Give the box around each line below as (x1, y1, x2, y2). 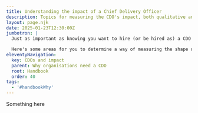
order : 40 (11, 74, 35, 80)
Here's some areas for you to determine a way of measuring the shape (11, 46, 189, 53)
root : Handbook (11, 68, 49, 74)
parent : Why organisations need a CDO (11, 63, 107, 69)
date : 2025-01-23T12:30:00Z (6, 25, 75, 31)
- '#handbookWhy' (11, 84, 54, 91)
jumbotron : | (6, 30, 38, 36)
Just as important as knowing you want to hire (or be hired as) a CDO (11, 36, 192, 42)
